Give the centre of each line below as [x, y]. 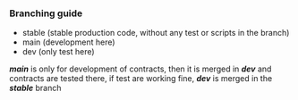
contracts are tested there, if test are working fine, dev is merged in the [141, 79]
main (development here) [68, 42]
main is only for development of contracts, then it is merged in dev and [140, 69]
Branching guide [46, 13]
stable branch [35, 88]
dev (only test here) [59, 52]
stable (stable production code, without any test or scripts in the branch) [156, 33]
